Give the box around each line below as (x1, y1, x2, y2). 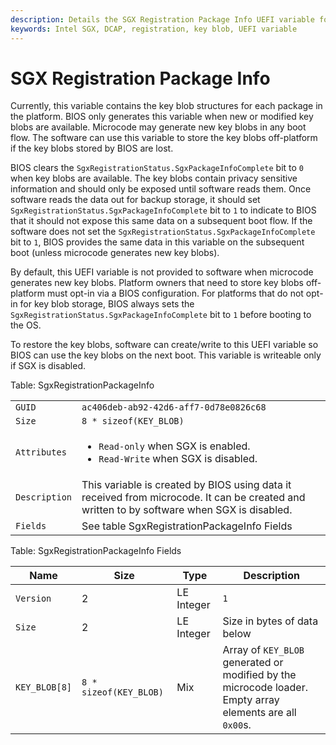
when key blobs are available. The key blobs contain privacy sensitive (10, 172, 298, 185)
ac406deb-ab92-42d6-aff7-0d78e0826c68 (81, 402, 267, 413)
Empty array (222, 693, 280, 707)
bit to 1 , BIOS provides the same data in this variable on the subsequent (10, 236, 305, 248)
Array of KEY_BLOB (222, 643, 305, 657)
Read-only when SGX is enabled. (98, 439, 251, 453)
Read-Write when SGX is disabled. (98, 452, 258, 466)
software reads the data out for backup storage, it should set (10, 194, 261, 206)
